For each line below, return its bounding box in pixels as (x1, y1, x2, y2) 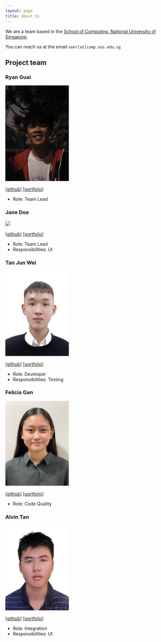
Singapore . (5, 34, 28, 40)
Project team (5, 58, 47, 67)
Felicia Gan (5, 389, 34, 396)
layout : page (5, 8, 33, 13)
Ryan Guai (5, 73, 31, 81)
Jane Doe (5, 209, 29, 216)
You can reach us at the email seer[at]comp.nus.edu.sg (5, 43, 121, 49)
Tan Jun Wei (5, 259, 37, 266)
